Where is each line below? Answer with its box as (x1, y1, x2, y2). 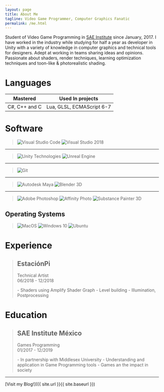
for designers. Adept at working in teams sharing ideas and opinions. (5, 50, 144, 56)
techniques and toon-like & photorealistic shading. (5, 60, 106, 66)
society (17, 367, 32, 373)
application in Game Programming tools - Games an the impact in (17, 362, 149, 367)
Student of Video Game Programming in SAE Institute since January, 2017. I (5, 34, 156, 40)
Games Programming (17, 342, 60, 348)
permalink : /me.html (5, 21, 47, 26)
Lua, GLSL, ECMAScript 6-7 (46, 103, 111, 110)
